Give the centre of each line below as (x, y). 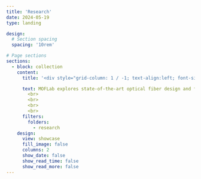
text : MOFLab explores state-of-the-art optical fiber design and (106, 89)
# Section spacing (35, 40)
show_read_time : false (50, 161)
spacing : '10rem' (33, 45)
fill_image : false (45, 144)
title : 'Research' (29, 12)
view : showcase (41, 139)
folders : (39, 122)
